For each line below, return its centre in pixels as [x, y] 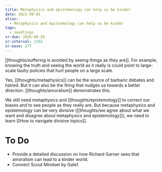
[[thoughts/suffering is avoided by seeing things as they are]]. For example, [81, 60]
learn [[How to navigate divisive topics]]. [46, 121]
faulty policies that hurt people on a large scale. [65, 70]
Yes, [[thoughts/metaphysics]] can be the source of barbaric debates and [80, 80]
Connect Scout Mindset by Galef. [46, 164]
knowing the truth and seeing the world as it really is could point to [72, 65]
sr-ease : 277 [18, 46]
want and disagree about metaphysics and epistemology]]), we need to [77, 115]
